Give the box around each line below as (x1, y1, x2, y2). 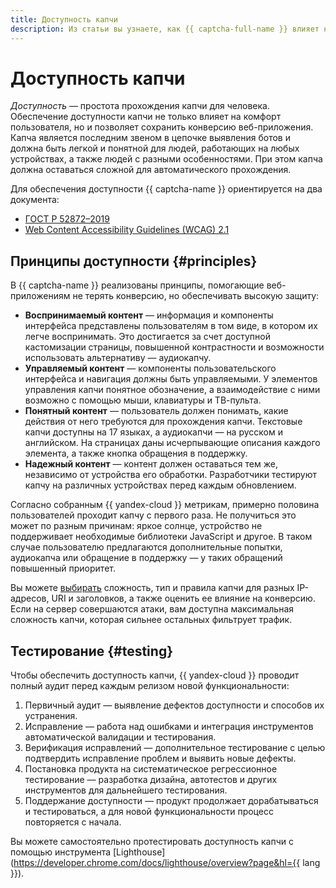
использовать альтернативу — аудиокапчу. (24, 352, 212, 364)
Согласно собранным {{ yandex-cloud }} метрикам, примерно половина (10, 499, 320, 511)
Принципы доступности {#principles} (10, 252, 258, 270)
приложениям (10, 290, 71, 302)
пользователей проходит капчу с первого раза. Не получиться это (10, 509, 297, 521)
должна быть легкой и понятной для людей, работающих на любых (10, 142, 300, 155)
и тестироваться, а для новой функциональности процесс (24, 806, 274, 818)
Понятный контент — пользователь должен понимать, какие (24, 405, 289, 417)
